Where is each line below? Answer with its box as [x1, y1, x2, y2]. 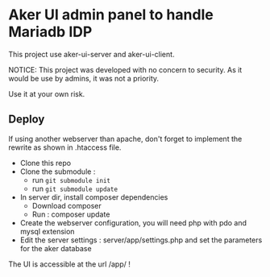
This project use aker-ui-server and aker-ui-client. [8, 49, 175, 59]
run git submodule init [31, 175, 111, 184]
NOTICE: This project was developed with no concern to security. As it [8, 64, 243, 74]
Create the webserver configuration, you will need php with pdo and [19, 217, 247, 227]
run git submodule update [31, 184, 118, 193]
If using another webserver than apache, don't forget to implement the [8, 134, 243, 143]
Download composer [31, 201, 102, 210]
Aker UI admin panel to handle [8, 6, 214, 24]
